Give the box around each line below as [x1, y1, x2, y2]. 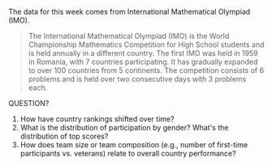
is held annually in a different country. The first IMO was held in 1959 [28, 49, 258, 57]
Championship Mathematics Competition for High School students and [28, 40, 265, 49]
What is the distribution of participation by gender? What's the [19, 123, 229, 132]
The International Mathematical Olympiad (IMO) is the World [28, 32, 230, 40]
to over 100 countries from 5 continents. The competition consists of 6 [28, 66, 265, 75]
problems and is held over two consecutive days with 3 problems [28, 74, 247, 83]
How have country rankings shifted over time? [19, 114, 175, 124]
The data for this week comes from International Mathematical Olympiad [8, 7, 251, 16]
